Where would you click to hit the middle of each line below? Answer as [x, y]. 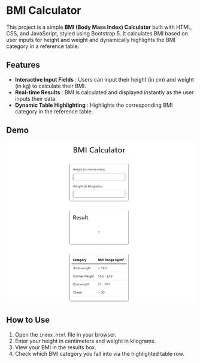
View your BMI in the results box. [56, 347]
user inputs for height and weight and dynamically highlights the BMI [91, 40]
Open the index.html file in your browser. [66, 334]
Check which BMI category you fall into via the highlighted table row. [99, 353]
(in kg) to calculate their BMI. [50, 86]
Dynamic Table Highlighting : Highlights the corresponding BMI [94, 105]
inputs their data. [36, 98]
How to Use [28, 320]
